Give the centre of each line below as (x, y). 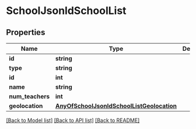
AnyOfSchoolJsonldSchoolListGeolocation (116, 106)
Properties (26, 32)
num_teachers (29, 96)
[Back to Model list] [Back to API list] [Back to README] (73, 120)
